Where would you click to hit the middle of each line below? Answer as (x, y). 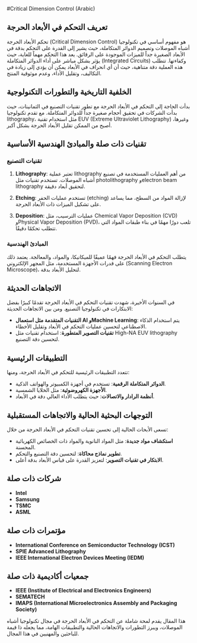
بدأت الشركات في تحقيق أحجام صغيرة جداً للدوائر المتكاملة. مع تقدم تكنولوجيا (92, 112)
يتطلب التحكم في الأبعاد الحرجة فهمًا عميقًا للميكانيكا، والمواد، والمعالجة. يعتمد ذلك (96, 257)
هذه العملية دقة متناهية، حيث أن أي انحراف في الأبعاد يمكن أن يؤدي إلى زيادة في (95, 67)
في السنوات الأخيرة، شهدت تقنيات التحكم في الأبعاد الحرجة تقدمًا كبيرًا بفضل (91, 302)
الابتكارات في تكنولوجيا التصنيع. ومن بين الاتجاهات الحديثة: (70, 309)
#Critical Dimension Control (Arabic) (51, 9)
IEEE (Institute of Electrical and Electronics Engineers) (83, 591)
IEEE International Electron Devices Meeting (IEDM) (80, 557)
